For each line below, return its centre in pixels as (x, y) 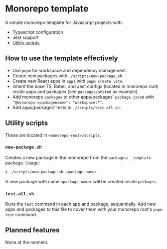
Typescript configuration (38, 32)
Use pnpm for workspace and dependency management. (70, 70)
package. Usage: (23, 163)
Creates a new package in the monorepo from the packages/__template (78, 157)
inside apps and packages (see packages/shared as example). (76, 91)
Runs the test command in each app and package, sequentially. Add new (81, 204)
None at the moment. (27, 242)
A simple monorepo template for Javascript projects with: (64, 22)
